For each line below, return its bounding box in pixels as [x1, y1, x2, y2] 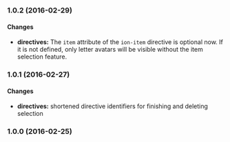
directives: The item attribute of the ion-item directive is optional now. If [17, 38, 224, 46]
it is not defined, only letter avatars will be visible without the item [17, 45, 203, 54]
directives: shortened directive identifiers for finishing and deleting [17, 102, 209, 110]
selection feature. [17, 52, 67, 61]
